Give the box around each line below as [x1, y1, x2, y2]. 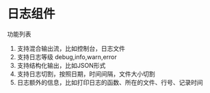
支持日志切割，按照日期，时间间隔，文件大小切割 [16, 69, 155, 78]
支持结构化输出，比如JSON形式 [16, 61, 106, 69]
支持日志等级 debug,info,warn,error [16, 52, 118, 61]
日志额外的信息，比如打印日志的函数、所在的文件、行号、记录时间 [16, 78, 203, 86]
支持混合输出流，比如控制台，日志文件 [16, 44, 125, 52]
